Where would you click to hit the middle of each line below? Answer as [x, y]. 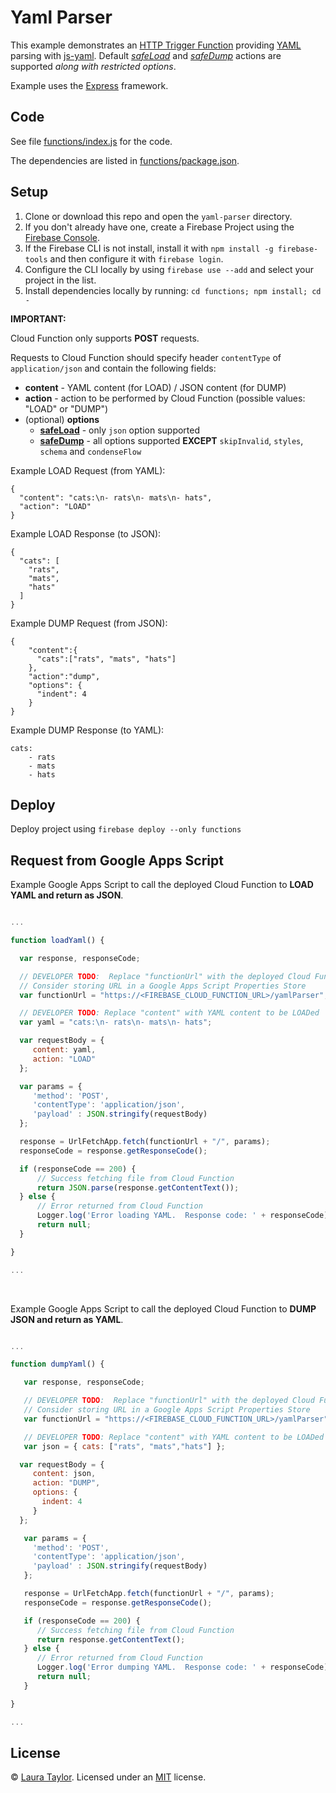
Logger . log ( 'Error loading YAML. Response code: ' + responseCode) [182, 1216]
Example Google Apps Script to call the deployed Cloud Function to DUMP [163, 1308]
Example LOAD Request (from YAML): [88, 470]
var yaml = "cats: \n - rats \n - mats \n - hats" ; [116, 1022]
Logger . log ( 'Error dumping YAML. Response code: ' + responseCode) [182, 1667]
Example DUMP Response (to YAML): [87, 730]
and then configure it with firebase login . [136, 258]
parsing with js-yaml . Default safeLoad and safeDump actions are [146, 55]
